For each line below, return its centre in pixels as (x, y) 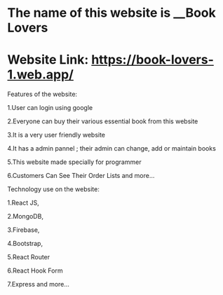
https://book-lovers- (152, 60)
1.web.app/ (40, 75)
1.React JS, (23, 203)
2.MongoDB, (26, 217)
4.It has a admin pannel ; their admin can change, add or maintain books (111, 149)
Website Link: (48, 60)
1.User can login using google (50, 108)
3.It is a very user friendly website (56, 135)
